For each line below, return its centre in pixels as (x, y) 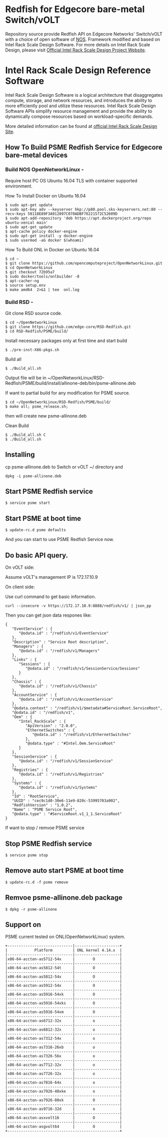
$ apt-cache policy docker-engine (41, 231)
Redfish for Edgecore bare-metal (75, 9)
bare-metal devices (36, 155)
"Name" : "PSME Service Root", (45, 810)
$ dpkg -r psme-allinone (31, 909)
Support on (23, 925)
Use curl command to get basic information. (51, 597)
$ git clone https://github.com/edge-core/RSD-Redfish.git (68, 327)
